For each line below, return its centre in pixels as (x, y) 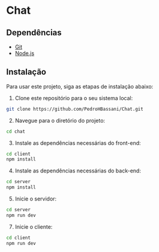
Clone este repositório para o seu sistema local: (74, 98)
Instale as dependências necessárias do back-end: (78, 171)
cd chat (16, 131)
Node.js (25, 53)
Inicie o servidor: (36, 199)
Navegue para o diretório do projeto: (60, 120)
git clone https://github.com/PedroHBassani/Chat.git (75, 109)
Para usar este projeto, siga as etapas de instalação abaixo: (80, 86)
